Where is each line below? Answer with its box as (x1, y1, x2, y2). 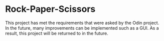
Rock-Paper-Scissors (5, 3, 96, 15)
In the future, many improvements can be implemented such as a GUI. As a (5, 25, 159, 31)
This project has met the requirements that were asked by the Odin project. (5, 20, 160, 26)
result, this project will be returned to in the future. (5, 30, 109, 36)
